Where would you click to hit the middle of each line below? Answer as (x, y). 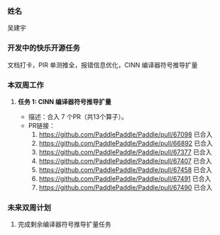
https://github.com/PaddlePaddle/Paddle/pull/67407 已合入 (125, 161)
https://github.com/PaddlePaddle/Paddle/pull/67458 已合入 (126, 170)
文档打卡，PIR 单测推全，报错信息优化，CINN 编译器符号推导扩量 (103, 64)
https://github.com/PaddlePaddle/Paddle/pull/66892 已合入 (126, 143)
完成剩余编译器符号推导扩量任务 (64, 224)
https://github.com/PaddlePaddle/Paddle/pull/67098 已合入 (126, 134)
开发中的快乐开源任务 (44, 48)
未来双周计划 (29, 207)
